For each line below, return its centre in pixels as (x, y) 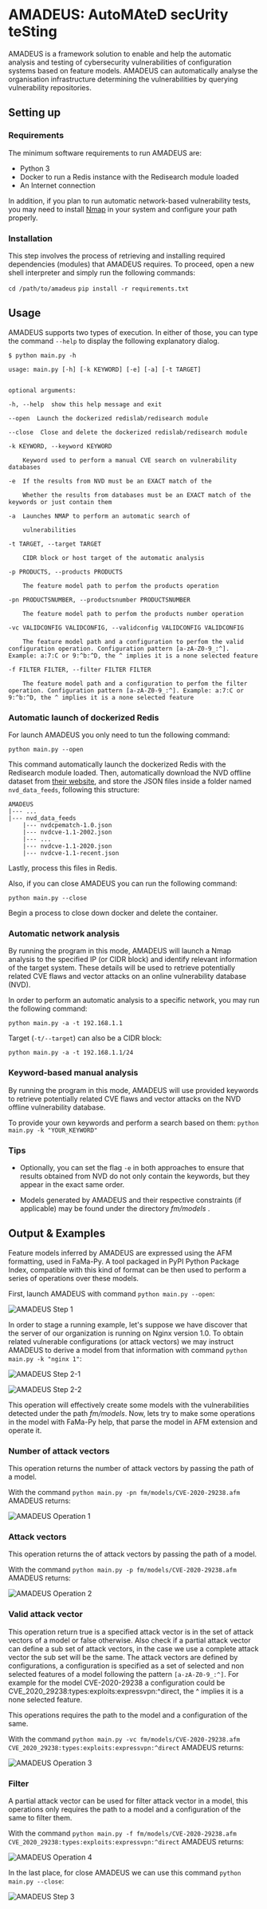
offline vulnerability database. (57, 1107)
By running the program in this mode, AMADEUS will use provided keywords (133, 1090)
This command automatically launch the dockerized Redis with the (117, 764)
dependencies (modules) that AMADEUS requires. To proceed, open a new (132, 264)
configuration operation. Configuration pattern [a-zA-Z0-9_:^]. (119, 649)
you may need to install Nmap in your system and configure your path (123, 209)
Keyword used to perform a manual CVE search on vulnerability (130, 460)
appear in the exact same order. (72, 1184)
